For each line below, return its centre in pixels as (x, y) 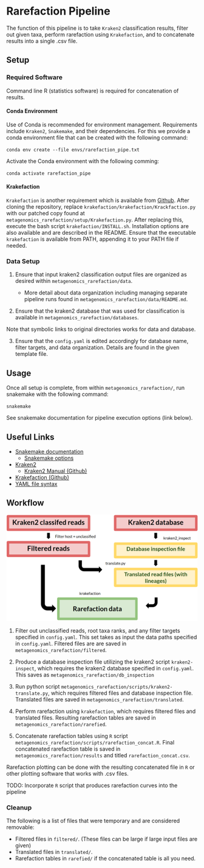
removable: (20, 827)
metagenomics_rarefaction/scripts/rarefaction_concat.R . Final (95, 742)
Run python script (37, 686)
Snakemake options (49, 458)
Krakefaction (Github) (42, 477)
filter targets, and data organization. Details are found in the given (97, 347)
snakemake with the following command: (57, 394)
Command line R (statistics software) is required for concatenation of (93, 91)
